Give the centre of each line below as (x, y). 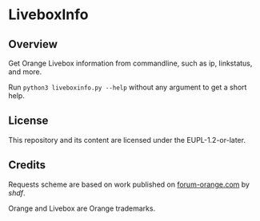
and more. (25, 72)
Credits (27, 165)
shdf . (17, 192)
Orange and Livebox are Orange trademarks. (82, 208)
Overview (33, 44)
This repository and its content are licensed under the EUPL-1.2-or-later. (127, 140)
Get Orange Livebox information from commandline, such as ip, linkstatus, (130, 63)
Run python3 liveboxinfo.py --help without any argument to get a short (128, 87)
